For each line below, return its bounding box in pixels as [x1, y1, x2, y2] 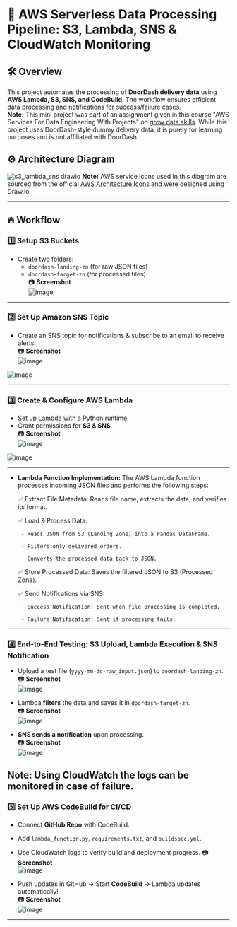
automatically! [17, 887, 59, 896]
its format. [17, 503, 48, 511]
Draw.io [7, 187, 30, 195]
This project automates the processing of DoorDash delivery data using [7, 88, 217, 96]
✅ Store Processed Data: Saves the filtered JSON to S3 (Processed [17, 568, 213, 576]
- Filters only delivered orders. [20, 543, 123, 550]
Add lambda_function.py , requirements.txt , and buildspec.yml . [17, 834, 202, 843]
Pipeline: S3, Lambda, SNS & [7, 21, 178, 37]
